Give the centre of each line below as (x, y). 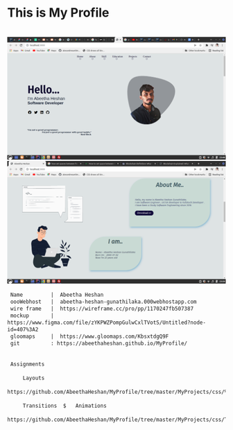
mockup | (32, 316)
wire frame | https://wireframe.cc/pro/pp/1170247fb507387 (102, 309)
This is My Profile (58, 13)
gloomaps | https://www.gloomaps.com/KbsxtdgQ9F (89, 337)
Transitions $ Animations (65, 406)
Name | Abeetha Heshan (57, 295)
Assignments (27, 364)
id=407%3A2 (23, 330)
